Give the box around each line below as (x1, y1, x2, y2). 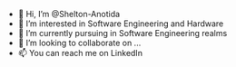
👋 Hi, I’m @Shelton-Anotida (17, 9, 121, 19)
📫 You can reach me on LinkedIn (17, 48, 143, 58)
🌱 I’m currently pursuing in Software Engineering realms (17, 28, 228, 38)
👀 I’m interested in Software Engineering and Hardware (17, 18, 224, 29)
